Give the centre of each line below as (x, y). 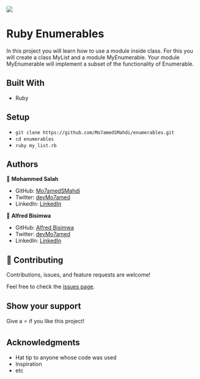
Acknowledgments (43, 343)
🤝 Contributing (35, 260)
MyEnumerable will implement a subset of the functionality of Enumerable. (100, 64)
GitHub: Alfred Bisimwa (45, 228)
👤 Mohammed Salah (32, 179)
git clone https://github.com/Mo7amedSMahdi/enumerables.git (95, 132)
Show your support (44, 306)
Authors (22, 164)
